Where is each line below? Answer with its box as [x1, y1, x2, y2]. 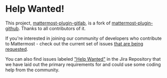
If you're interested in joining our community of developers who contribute [5, 35, 162, 41]
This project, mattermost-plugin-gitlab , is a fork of [5, 20, 111, 26]
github [5, 25, 19, 31]
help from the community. [5, 67, 60, 73]
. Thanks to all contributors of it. [18, 25, 86, 31]
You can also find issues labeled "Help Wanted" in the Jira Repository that [5, 56, 161, 62]
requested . [5, 46, 28, 52]
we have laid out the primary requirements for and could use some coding [5, 61, 161, 67]
